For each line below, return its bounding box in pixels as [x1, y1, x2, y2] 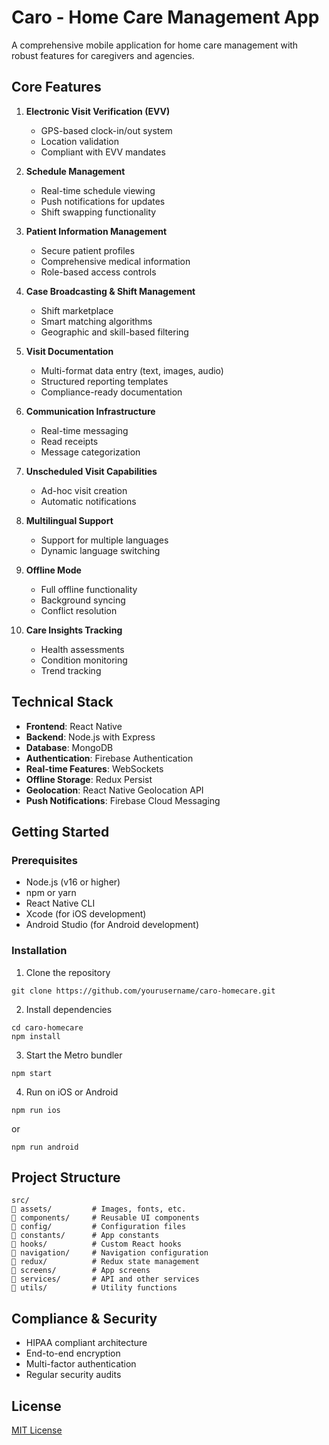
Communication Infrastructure [25, 405, 156, 417]
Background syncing [40, 594, 126, 606]
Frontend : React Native [25, 720, 123, 732]
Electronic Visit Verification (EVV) [25, 105, 171, 117]
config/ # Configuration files [11, 1222, 187, 1232]
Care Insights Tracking [25, 624, 123, 636]
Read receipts [40, 435, 99, 447]
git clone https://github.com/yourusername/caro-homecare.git [11, 986, 276, 996]
